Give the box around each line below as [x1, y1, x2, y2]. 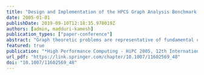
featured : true [6, 43, 45, 49]
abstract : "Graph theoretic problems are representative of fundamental [6, 37, 194, 43]
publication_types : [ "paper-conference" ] [6, 31, 113, 37]
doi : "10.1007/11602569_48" [6, 59, 78, 65]
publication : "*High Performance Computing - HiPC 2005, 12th [6, 48, 167, 54]
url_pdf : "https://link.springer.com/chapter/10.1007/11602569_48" [6, 54, 181, 60]
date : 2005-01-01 [6, 15, 50, 21]
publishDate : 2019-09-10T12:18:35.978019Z [6, 20, 115, 26]
